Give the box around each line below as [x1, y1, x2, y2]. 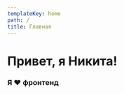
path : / [7, 17, 30, 24]
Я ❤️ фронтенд [7, 78, 60, 88]
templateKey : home [7, 10, 61, 17]
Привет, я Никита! [7, 53, 118, 69]
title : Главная [7, 23, 52, 30]
